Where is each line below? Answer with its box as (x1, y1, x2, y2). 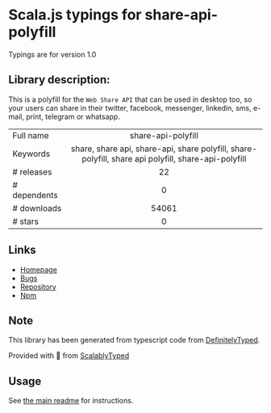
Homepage (19, 264, 58, 274)
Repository (19, 281, 56, 292)
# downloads (12, 202, 62, 213)
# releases (12, 166, 52, 177)
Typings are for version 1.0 (8, 49, 97, 59)
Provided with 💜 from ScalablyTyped (8, 351, 130, 360)
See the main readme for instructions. (8, 396, 134, 406)
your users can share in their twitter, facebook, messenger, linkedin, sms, (8, 103, 252, 112)
